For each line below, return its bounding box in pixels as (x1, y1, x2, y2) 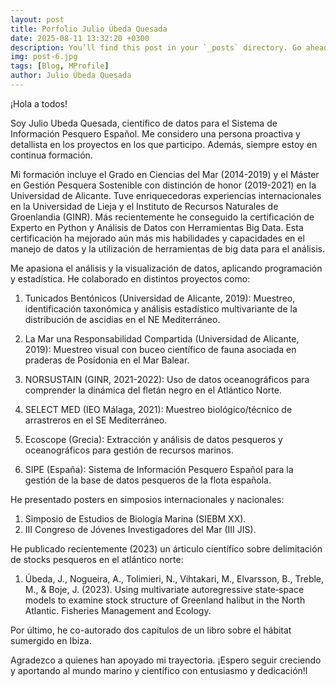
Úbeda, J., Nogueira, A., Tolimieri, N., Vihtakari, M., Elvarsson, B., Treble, (24, 572, 325, 585)
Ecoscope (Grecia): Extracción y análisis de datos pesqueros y (24, 433, 283, 445)
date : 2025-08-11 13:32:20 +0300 (10, 33, 150, 43)
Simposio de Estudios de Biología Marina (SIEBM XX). (24, 512, 247, 525)
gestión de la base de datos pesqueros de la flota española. (24, 474, 272, 486)
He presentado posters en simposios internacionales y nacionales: (10, 493, 285, 505)
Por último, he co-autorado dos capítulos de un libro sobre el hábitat (10, 624, 292, 636)
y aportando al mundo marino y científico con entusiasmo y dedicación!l (10, 664, 308, 676)
